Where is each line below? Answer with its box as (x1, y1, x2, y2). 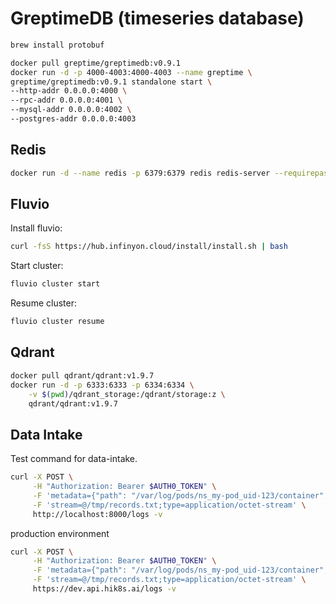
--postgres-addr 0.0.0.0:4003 (10, 114, 137, 124)
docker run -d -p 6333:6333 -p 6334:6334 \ (10, 380, 195, 390)
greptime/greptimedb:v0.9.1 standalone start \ (10, 77, 213, 87)
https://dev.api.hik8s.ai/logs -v (32, 584, 177, 594)
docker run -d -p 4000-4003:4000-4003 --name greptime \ (10, 67, 253, 77)
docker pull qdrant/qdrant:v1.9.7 (10, 370, 155, 381)
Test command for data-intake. (10, 453, 138, 465)
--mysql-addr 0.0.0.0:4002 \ (10, 105, 132, 115)
